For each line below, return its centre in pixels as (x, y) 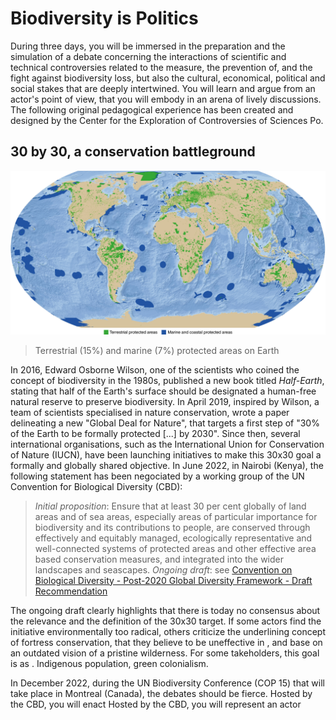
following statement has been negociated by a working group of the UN (157, 476)
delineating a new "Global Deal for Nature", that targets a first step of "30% (165, 423)
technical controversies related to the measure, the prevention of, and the (161, 67)
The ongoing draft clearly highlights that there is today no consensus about (165, 610)
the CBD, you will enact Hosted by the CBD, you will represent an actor (156, 704)
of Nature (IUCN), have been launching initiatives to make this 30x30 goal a (166, 454)
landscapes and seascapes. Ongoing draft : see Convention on (163, 569)
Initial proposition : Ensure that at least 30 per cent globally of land (170, 506)
